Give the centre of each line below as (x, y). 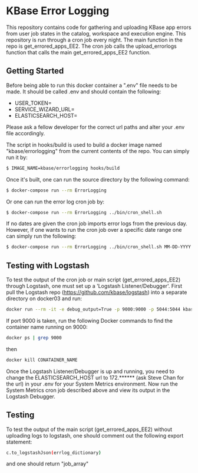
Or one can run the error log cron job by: (55, 202)
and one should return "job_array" (47, 464)
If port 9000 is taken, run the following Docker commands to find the (89, 320)
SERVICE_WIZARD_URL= (44, 109)
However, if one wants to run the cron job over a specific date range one (94, 230)
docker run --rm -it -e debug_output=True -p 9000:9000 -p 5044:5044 (93, 310)
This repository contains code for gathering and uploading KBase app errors (99, 27)
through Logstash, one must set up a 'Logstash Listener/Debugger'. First (94, 286)
